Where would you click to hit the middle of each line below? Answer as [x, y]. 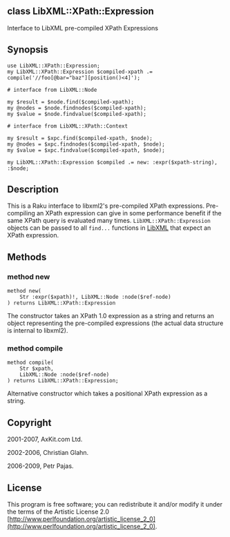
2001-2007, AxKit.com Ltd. [45, 439]
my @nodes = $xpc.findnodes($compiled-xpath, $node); [86, 144]
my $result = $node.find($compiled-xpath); [71, 102]
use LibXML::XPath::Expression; [54, 66]
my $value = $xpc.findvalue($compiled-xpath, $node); [86, 150]
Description [33, 189]
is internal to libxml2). [38, 331]
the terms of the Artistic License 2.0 [58, 512]
